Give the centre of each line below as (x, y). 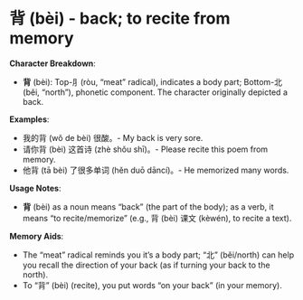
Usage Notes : (35, 188)
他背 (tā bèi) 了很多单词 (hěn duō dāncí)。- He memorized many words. (156, 170)
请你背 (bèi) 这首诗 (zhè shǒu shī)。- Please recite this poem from (145, 149)
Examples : (29, 119)
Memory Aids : (37, 236)
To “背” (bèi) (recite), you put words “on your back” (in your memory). (152, 285)
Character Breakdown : (53, 63)
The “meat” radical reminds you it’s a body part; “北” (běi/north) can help (158, 255)
